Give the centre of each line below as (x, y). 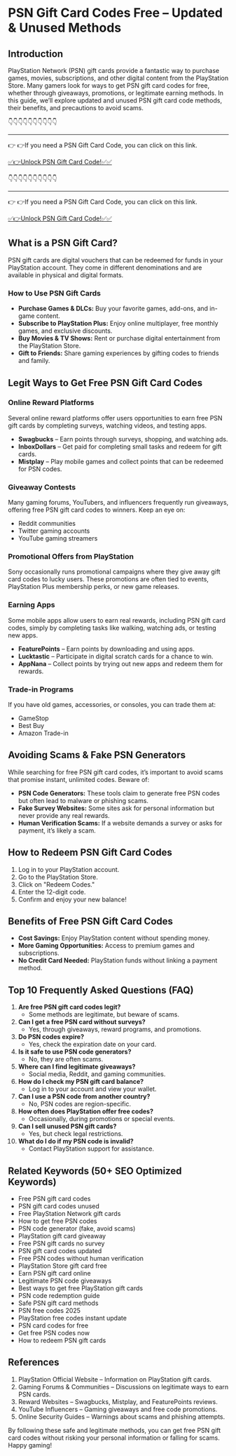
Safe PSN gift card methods (58, 1303)
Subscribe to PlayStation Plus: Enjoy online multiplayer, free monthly (118, 324)
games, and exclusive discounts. (65, 331)
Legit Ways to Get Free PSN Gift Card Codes (105, 383)
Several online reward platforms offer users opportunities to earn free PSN (115, 418)
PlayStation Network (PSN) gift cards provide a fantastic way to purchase (114, 71)
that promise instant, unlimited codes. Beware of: (79, 779)
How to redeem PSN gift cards (62, 1341)
